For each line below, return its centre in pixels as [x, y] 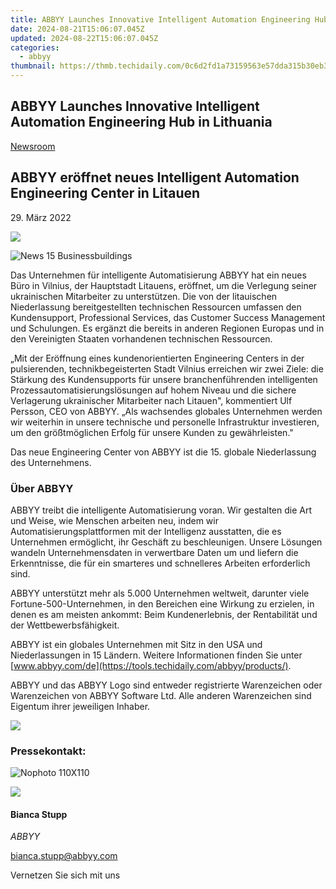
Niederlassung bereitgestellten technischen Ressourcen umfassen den [156, 307]
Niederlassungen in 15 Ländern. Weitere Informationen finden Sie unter [156, 655]
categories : [35, 47]
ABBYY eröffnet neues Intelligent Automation [155, 177]
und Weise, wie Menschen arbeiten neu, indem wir [114, 520]
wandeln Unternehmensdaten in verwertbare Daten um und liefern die [154, 552]
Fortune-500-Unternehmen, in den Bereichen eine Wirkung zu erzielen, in [162, 603]
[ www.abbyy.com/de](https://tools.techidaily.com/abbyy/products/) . [151, 665]
